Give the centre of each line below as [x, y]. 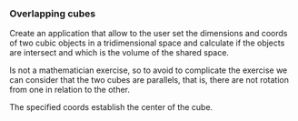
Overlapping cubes [53, 14]
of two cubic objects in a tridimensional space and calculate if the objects [147, 43]
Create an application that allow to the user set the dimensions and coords [149, 34]
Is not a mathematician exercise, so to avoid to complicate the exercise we [149, 70]
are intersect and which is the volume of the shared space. [119, 53]
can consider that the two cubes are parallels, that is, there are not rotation [149, 80]
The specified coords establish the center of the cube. [111, 107]
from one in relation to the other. [70, 90]
